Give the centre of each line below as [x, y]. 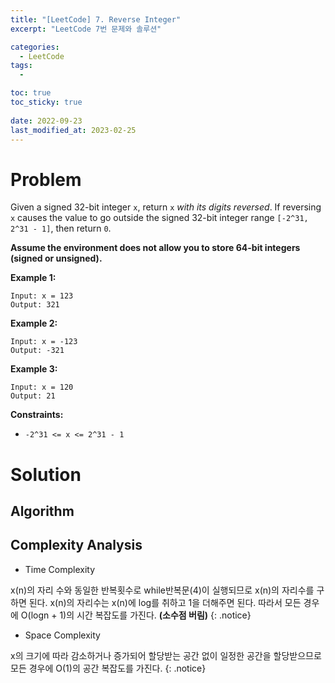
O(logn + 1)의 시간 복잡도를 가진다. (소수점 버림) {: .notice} [136, 615]
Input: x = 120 [42, 387]
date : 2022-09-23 [46, 121]
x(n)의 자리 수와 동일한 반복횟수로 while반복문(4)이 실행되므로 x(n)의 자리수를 [162, 590]
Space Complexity [62, 635]
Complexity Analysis [76, 545]
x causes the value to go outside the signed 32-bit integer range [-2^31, [159, 218]
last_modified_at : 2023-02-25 [73, 130]
